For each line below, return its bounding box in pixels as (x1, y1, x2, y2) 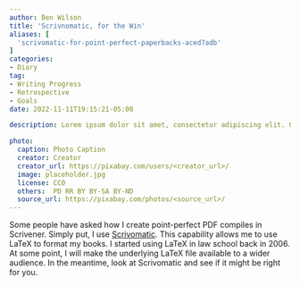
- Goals (9, 96, 38, 105)
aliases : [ (9, 29, 50, 38)
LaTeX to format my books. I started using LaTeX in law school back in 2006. (9, 239, 290, 249)
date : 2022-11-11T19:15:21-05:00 (9, 105, 134, 114)
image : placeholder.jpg (17, 170, 105, 179)
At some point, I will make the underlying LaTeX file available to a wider (9, 248, 271, 259)
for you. (9, 267, 38, 278)
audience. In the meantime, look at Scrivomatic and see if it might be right (9, 257, 281, 268)
